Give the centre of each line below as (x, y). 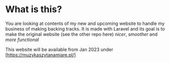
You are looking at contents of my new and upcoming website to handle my (85, 23)
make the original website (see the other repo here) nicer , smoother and (81, 34)
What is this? (34, 9)
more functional (22, 40)
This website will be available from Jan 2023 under (59, 49)
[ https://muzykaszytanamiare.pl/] (41, 55)
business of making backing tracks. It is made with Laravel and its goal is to (85, 28)
